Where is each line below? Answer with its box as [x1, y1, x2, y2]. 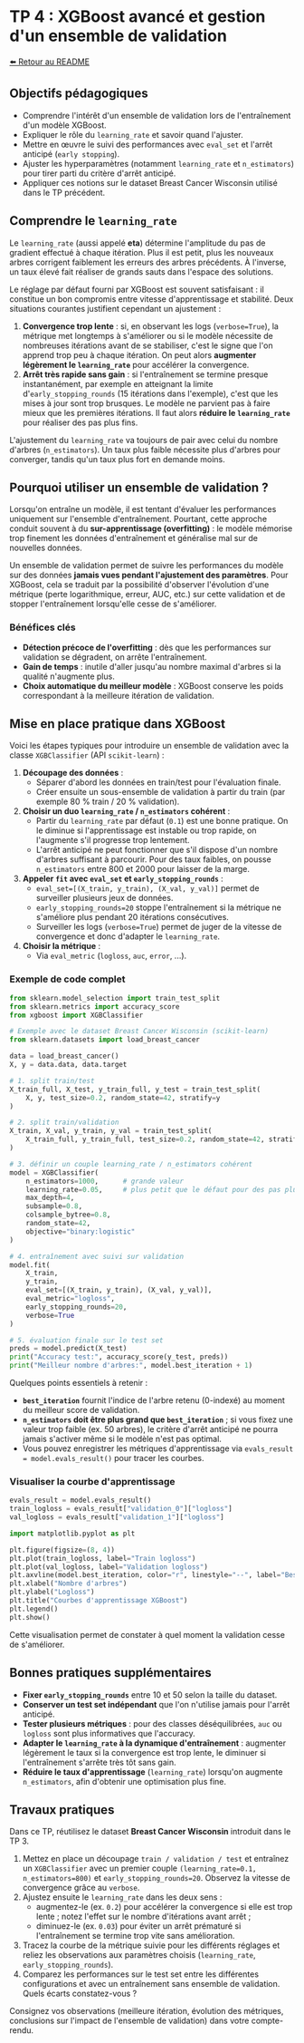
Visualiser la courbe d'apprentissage [9, 1475, 176, 1487]
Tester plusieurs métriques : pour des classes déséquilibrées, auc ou [22, 1718, 282, 1728]
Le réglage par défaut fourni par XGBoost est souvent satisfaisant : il [9, 284, 264, 295]
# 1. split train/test [9, 1076, 95, 1085]
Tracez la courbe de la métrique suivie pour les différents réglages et [22, 1940, 280, 1951]
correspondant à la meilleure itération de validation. [22, 690, 214, 701]
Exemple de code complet [9, 973, 126, 985]
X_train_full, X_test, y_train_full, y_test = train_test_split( [9, 1085, 261, 1094]
